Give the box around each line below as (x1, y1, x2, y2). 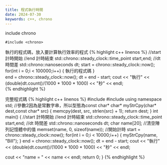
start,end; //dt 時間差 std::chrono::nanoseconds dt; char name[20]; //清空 (5, 120, 156, 126)
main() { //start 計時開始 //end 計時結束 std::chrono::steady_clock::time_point (5, 114, 163, 120)
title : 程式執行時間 (5, 7, 43, 12)
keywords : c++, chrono (5, 16, 52, 21)
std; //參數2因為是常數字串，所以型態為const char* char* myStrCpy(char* (5, 103, 157, 109)
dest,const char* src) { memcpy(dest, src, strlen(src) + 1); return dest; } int (5, 108, 159, 114)
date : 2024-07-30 (5, 12, 41, 17)
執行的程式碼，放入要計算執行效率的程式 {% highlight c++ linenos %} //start (5, 49, 161, 55)
